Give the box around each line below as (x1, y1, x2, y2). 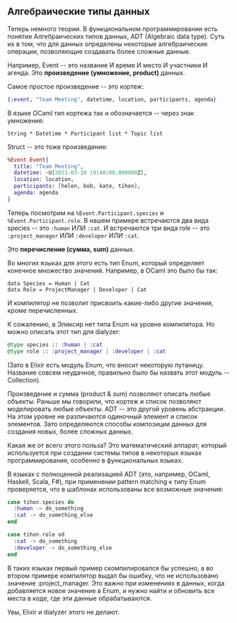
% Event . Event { (7, 156, 50, 163)
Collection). (7, 375, 41, 384)
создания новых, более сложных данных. (7, 427, 133, 436)
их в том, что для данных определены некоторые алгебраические (7, 39, 208, 48)
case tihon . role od (7, 531, 65, 539)
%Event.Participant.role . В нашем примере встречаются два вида (7, 216, 209, 224)
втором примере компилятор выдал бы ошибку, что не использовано (7, 571, 219, 580)
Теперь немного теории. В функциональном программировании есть (7, 24, 218, 33)
